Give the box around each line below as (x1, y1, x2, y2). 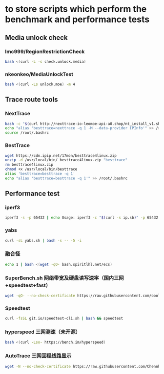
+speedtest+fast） (5, 282, 51, 289)
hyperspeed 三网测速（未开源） (5, 328, 81, 335)
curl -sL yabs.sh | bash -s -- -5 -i (5, 238, 82, 243)
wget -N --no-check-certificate (5, 364, 71, 369)
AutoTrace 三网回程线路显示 (5, 352, 72, 359)
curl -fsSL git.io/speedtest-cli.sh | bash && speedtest (5, 316, 123, 321)
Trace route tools (5, 96, 58, 104)
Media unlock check (5, 33, 68, 42)
